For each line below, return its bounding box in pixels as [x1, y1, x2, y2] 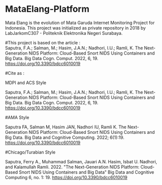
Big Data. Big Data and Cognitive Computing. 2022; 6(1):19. [5, 134, 125, 140]
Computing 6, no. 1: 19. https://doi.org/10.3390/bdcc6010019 [5, 174, 128, 180]
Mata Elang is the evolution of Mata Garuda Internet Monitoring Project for [5, 20, 155, 26]
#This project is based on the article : [5, 39, 81, 45]
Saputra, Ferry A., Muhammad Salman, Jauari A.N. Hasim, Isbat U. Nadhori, [5, 158, 158, 164]
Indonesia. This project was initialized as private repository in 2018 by [5, 25, 146, 31]
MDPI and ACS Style [5, 80, 47, 86]
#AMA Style [5, 114, 29, 120]
